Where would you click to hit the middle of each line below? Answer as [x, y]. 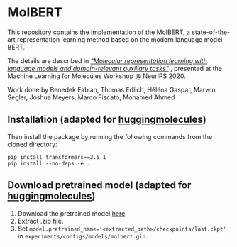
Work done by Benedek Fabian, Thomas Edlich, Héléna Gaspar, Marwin [112, 89]
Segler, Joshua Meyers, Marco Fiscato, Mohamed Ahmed [91, 97]
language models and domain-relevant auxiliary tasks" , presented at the [115, 68]
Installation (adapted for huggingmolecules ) [107, 120]
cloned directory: [33, 144]
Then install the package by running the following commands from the [110, 136]
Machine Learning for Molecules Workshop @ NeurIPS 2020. [97, 76]
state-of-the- [211, 32]
